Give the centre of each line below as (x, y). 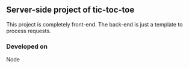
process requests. (29, 31)
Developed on (27, 46)
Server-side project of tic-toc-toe (70, 10)
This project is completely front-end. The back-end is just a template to (94, 24)
